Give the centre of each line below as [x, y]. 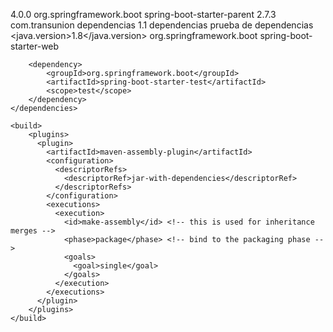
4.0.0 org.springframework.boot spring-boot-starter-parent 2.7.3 [143, 14]
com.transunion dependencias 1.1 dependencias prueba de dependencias [162, 25]
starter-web [35, 46]
